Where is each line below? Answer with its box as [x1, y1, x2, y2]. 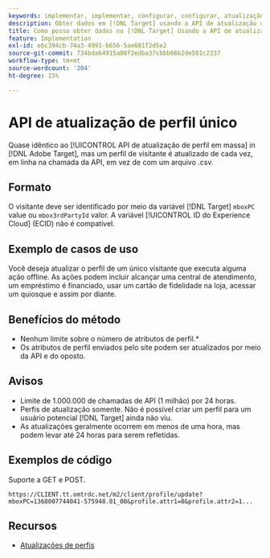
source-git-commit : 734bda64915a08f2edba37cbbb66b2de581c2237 [8, 49, 221, 57]
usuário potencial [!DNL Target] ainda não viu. [19, 412, 173, 423]
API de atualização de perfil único [8, 114, 238, 131]
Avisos [8, 374, 43, 388]
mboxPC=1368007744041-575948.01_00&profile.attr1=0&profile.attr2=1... [8, 497, 253, 506]
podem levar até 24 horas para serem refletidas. [19, 430, 181, 440]
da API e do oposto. [19, 351, 86, 361]
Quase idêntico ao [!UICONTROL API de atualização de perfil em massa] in [8, 140, 256, 150]
